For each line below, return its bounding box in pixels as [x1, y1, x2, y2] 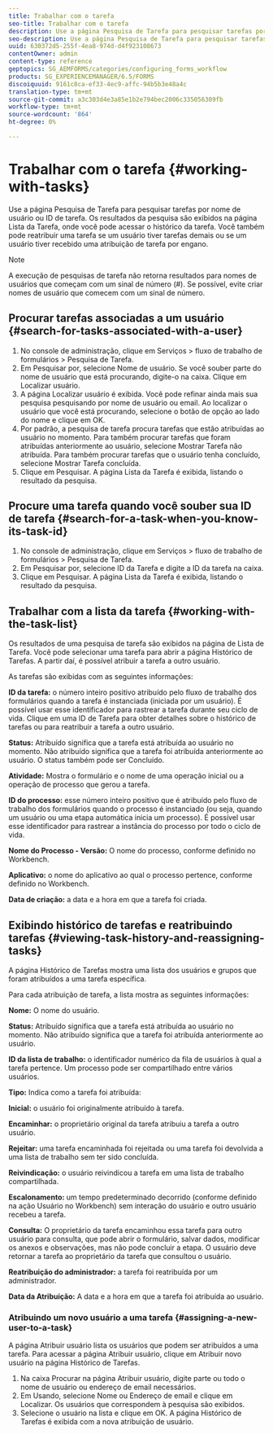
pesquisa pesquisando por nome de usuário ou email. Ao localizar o [19, 397, 248, 407]
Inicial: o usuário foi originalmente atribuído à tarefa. [8, 1103, 184, 1113]
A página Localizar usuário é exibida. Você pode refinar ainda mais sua [19, 388, 258, 399]
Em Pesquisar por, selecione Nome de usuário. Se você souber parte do [19, 363, 262, 373]
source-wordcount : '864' [8, 111, 93, 119]
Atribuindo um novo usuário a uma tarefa [8, 1312, 173, 1323]
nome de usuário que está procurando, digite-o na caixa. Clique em [19, 371, 247, 381]
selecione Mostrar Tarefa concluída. [19, 458, 141, 468]
